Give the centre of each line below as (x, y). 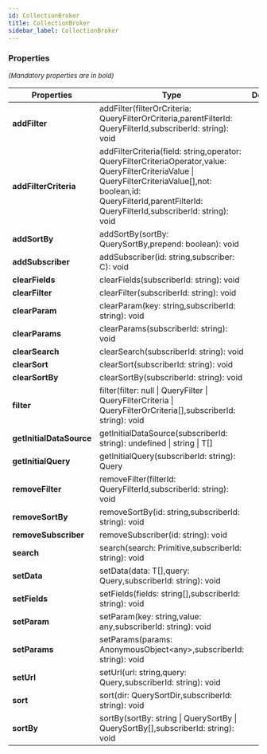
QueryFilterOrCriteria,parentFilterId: (166, 118)
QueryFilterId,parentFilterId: (151, 201)
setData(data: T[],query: (144, 571)
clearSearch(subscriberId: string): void (171, 351)
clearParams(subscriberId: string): (163, 328)
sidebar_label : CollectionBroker (64, 30)
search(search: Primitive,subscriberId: (170, 548)
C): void (114, 266)
